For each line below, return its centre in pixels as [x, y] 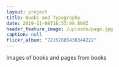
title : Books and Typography [43, 18]
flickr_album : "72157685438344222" [52, 40]
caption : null [24, 35]
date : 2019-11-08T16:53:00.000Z [47, 23]
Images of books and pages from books [56, 58]
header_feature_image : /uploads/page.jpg [60, 29]
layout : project [27, 12]
